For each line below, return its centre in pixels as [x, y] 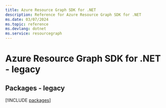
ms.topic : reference [27, 24]
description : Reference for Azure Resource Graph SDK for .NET [73, 15]
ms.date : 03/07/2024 [27, 19]
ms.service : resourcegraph [34, 33]
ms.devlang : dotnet [26, 29]
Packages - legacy [35, 88]
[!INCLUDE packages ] [28, 100]
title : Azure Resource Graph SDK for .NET [51, 10]
